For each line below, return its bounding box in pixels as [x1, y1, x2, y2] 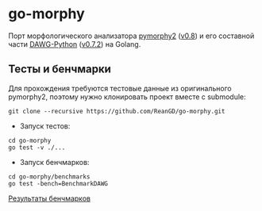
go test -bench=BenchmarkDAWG [8, 179, 109, 187]
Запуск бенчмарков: [19, 157, 90, 167]
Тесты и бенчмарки [8, 63, 111, 76]
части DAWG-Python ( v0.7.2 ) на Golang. [8, 39, 141, 48]
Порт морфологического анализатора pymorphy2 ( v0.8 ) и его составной [8, 31, 255, 40]
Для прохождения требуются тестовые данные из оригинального [8, 83, 232, 93]
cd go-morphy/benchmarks [8, 172, 91, 181]
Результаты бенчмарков [8, 194, 91, 203]
